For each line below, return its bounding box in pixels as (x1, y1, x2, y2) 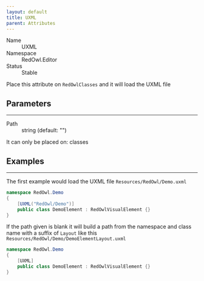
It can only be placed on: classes (6, 138, 89, 146)
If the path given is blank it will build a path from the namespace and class (6, 223, 192, 231)
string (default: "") (21, 127, 67, 134)
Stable (21, 69, 38, 76)
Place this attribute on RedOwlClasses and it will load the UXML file (6, 81, 171, 88)
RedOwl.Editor (21, 56, 58, 64)
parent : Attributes (6, 20, 56, 26)
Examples (6, 156, 44, 166)
